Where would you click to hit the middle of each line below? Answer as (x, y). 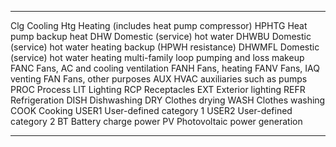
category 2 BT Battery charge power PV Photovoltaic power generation (156, 121)
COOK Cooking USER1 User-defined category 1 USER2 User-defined (151, 110)
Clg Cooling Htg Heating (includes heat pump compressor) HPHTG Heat (159, 25)
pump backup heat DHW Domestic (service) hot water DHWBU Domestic (161, 36)
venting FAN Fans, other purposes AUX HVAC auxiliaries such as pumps (159, 79)
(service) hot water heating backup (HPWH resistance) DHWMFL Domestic (165, 47)
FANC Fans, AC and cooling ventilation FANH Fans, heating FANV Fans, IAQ (165, 68)
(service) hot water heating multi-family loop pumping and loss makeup (157, 57)
